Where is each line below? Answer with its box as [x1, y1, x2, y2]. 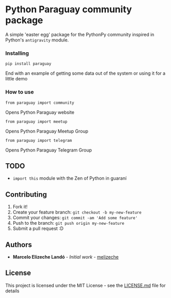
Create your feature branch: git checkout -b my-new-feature [12, 209, 142, 216]
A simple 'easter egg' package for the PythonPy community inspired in [5, 31, 155, 37]
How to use [5, 89, 34, 96]
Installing [5, 50, 29, 57]
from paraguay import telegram [5, 138, 72, 143]
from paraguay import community [5, 100, 74, 105]
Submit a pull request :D [12, 225, 64, 231]
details [5, 288, 19, 294]
